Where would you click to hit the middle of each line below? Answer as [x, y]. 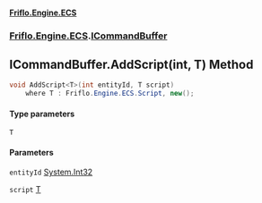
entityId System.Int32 [51, 172]
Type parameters [42, 114]
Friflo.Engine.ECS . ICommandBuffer [88, 36]
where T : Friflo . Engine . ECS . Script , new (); [110, 94]
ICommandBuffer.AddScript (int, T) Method [131, 64]
